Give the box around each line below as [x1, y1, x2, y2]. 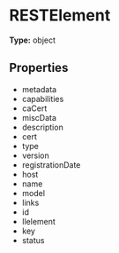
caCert [21, 103, 48, 114]
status [21, 234, 45, 245]
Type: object [9, 35, 56, 45]
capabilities [21, 93, 64, 104]
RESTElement [9, 5, 111, 26]
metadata [21, 83, 57, 94]
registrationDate [21, 159, 81, 170]
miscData [21, 112, 57, 123]
